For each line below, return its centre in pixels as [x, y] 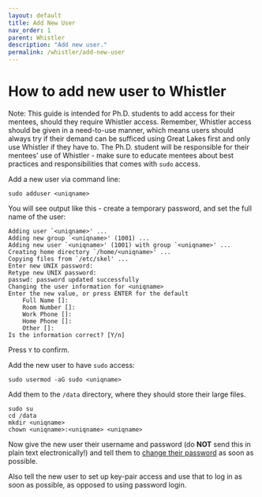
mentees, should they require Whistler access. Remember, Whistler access [130, 121]
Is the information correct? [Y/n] [67, 335]
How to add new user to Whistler [117, 91]
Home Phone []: [47, 321]
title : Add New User [42, 23]
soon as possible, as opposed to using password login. [97, 484]
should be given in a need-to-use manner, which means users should [121, 130]
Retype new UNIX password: [52, 273]
